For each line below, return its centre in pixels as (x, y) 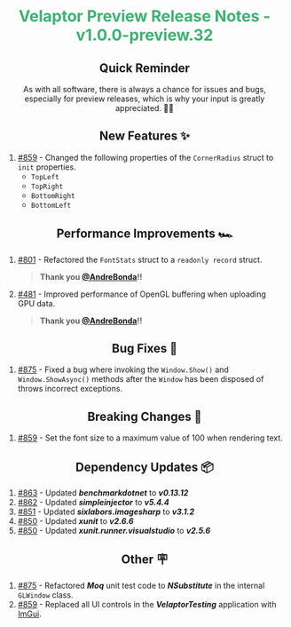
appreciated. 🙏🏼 (145, 108)
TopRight (47, 187)
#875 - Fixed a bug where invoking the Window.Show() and (123, 369)
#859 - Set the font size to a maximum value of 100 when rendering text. (150, 438)
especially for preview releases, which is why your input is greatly (145, 99)
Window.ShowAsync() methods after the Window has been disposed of (141, 379)
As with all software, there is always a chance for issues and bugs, (145, 89)
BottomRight (53, 196)
